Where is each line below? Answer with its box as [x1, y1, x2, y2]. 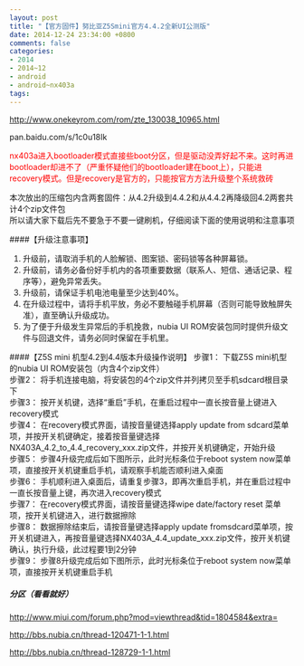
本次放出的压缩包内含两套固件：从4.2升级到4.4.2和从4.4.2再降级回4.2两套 [9, 192, 286, 203]
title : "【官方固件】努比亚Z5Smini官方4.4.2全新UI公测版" [9, 22, 211, 31]
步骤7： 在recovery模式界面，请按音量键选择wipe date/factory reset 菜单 [9, 499, 282, 509]
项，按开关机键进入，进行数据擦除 [9, 509, 137, 520]
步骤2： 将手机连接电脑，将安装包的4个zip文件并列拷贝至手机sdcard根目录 [9, 374, 289, 385]
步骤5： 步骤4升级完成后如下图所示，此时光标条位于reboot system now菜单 [9, 453, 291, 464]
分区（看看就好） [9, 589, 73, 600]
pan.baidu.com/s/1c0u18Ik [9, 131, 108, 142]
